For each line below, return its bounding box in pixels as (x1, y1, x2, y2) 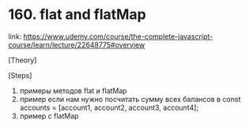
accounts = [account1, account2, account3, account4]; (19, 103, 199, 112)
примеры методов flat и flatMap (19, 85, 128, 96)
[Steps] (8, 70, 32, 80)
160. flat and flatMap (8, 6, 146, 24)
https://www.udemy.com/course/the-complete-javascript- (23, 32, 213, 41)
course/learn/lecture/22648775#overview (8, 40, 145, 49)
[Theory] (8, 55, 37, 65)
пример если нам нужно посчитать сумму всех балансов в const (19, 94, 241, 104)
